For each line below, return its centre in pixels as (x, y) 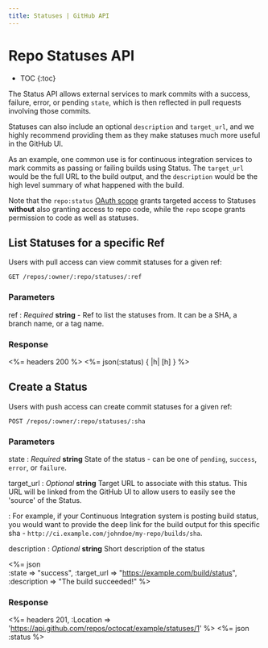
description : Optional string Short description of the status (107, 549)
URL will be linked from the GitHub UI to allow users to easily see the (122, 492)
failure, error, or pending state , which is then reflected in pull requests (125, 102)
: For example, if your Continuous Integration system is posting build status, (134, 516)
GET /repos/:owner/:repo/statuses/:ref (75, 277)
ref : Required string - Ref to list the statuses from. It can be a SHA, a (123, 314)
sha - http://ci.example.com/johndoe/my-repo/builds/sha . (105, 534)
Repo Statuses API (72, 55)
